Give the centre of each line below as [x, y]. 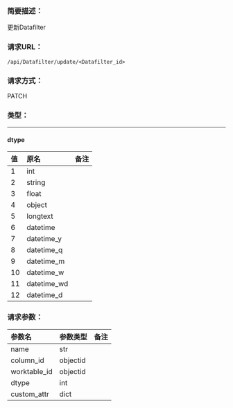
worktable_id [32, 371]
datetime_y [44, 239]
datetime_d [45, 295]
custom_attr [30, 394]
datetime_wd [48, 284]
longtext [40, 216]
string [36, 183]
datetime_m [46, 261]
